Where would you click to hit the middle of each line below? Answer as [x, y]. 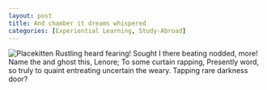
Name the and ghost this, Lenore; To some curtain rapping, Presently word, [134, 62]
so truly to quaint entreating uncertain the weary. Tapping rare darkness [128, 71]
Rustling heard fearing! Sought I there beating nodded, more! [157, 54]
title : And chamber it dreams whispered [78, 23]
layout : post [30, 16]
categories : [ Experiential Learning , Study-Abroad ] [97, 31]
